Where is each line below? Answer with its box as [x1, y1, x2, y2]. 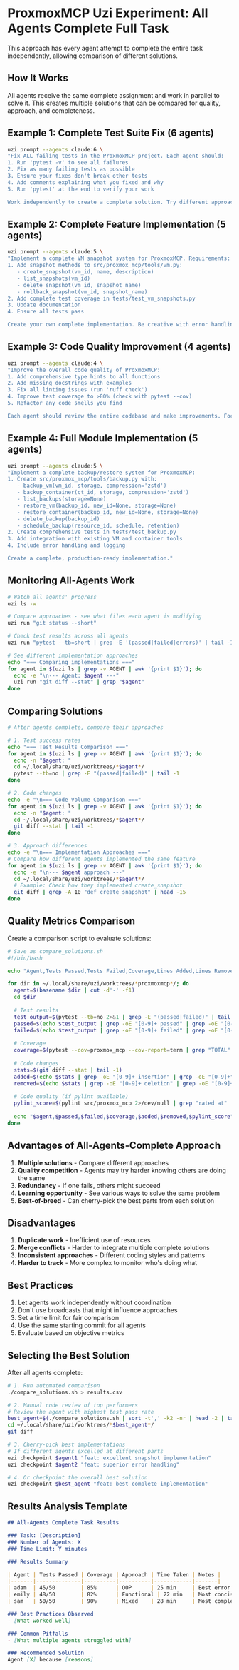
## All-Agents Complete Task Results [7, 1519, 119, 1526]
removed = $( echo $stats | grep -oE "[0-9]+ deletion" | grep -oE [14, 1080, 208, 1087]
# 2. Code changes [7, 790, 62, 797]
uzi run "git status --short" [7, 620, 97, 627]
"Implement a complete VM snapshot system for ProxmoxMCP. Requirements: [7, 255, 231, 262]
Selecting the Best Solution [7, 1349, 130, 1362]
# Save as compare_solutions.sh [7, 947, 103, 955]
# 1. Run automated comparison [7, 1382, 100, 1389]
